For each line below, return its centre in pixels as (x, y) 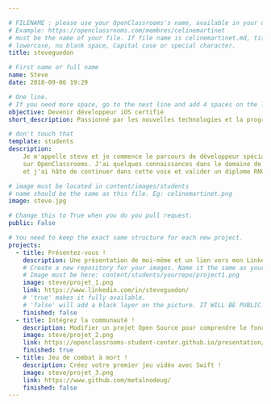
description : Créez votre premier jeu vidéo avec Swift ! (122, 365)
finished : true (48, 350)
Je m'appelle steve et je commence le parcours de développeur (131, 156)
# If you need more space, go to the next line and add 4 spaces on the (133, 104)
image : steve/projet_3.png (68, 373)
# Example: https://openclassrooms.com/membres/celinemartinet (117, 30)
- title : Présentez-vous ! (61, 252)
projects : (25, 245)
